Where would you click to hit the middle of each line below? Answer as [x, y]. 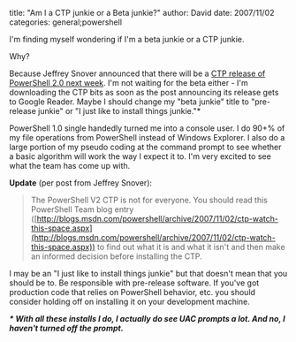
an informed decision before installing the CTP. [116, 256]
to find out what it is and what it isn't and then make [191, 247]
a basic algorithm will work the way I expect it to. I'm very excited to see [140, 156]
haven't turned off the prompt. [66, 328]
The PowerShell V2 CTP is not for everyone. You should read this [149, 200]
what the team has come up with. [70, 166]
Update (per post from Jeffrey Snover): [81, 183]
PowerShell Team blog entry [82, 209]
